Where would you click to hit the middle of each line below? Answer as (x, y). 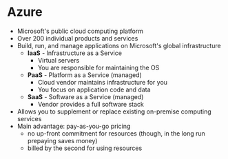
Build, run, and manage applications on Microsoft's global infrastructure (119, 45)
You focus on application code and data (94, 89)
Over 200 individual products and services (77, 38)
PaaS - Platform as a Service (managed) (85, 75)
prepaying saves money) (62, 140)
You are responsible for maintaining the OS (99, 67)
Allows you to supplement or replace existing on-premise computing (114, 112)
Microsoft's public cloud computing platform (80, 31)
